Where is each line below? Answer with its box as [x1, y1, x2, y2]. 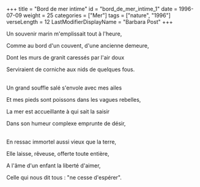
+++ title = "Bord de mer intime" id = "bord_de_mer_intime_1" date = [6, 6, 178, 12]
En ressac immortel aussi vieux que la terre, [6, 138, 117, 145]
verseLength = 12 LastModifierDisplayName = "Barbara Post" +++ [6, 18, 173, 25]
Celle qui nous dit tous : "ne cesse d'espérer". [6, 174, 122, 181]
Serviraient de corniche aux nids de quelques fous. [6, 66, 135, 73]
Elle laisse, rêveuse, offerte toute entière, [6, 150, 109, 157]
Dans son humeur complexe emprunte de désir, [6, 120, 126, 127]
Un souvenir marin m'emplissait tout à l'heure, [6, 30, 122, 37]
